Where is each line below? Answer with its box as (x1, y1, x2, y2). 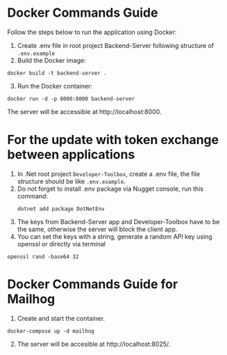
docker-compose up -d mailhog (7, 327, 95, 335)
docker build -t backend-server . (7, 70, 108, 77)
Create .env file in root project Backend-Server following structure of (17, 41, 215, 49)
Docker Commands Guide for (7, 276, 178, 292)
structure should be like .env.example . (17, 177, 126, 185)
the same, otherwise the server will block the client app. (17, 225, 178, 233)
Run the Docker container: (17, 81, 92, 90)
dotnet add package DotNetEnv (17, 205, 106, 212)
